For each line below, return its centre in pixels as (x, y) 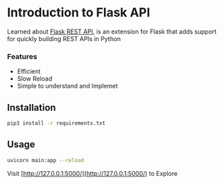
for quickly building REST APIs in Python (64, 38)
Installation (32, 107)
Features (22, 56)
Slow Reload (35, 79)
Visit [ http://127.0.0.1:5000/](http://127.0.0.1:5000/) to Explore (92, 173)
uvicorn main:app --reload (46, 160)
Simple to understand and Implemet (67, 86)
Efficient (29, 71)
